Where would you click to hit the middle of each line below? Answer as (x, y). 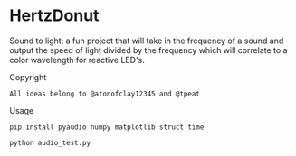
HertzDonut (54, 16)
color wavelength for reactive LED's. (77, 60)
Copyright (28, 77)
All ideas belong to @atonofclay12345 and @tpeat (105, 94)
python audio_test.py (50, 142)
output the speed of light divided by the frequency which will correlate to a (148, 50)
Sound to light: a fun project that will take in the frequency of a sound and (147, 41)
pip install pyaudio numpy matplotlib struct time (107, 127)
